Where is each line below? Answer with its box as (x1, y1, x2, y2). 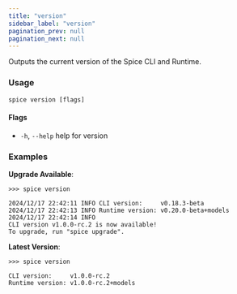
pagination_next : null (8, 34, 85, 43)
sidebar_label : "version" (8, 19, 95, 28)
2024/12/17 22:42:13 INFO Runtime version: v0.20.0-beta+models (8, 206, 230, 215)
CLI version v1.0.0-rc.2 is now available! (8, 221, 158, 229)
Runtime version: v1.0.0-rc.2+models (8, 279, 136, 288)
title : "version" (8, 11, 67, 20)
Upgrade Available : (8, 170, 74, 179)
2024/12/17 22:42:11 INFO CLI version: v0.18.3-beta (8, 200, 205, 208)
